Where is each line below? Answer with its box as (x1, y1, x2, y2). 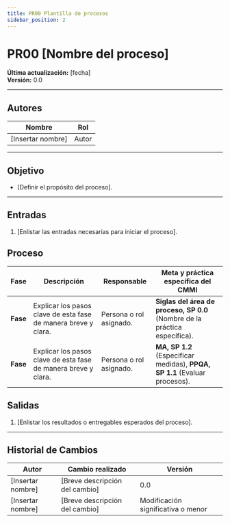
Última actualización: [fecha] (7, 69, 91, 77)
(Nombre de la (155, 314, 202, 323)
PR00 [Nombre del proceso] (7, 46, 169, 62)
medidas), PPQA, (155, 359, 211, 369)
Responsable (103, 276, 147, 286)
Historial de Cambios (7, 444, 98, 456)
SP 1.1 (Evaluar (155, 368, 206, 377)
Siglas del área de (155, 297, 216, 306)
